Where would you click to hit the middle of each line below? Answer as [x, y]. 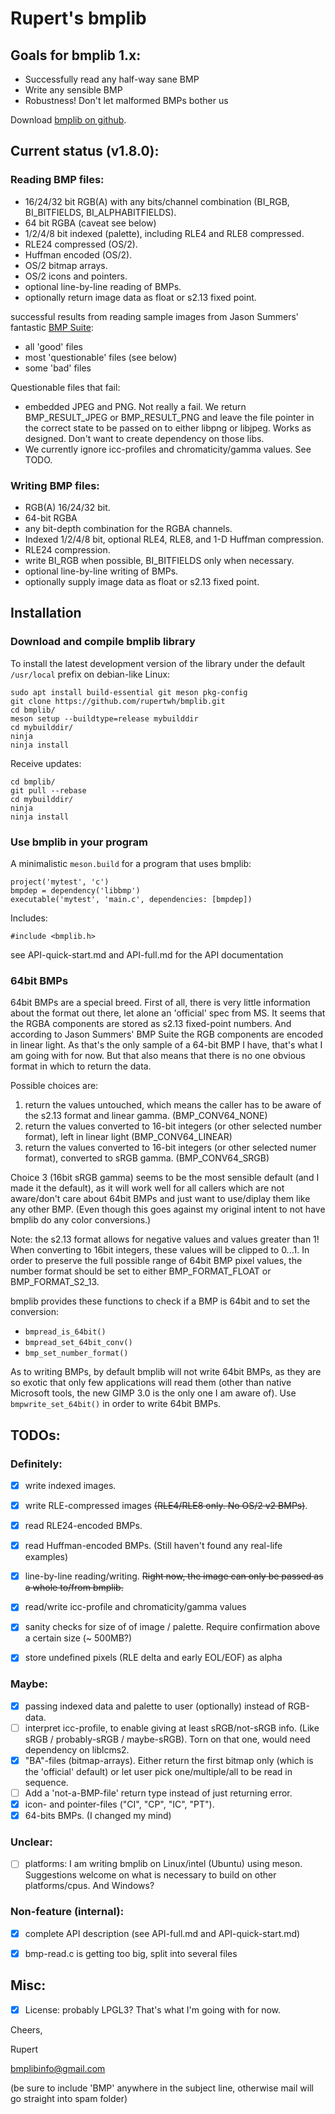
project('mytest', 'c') [60, 882]
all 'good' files [53, 346]
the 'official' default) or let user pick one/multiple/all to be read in [158, 1771]
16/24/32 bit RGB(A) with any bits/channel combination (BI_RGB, [157, 201]
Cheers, [26, 2029]
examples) [46, 1557]
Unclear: [31, 1842]
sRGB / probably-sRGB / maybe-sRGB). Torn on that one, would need [167, 1739]
